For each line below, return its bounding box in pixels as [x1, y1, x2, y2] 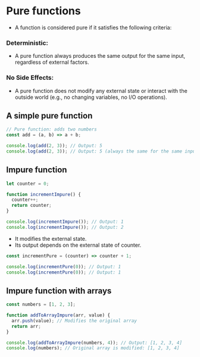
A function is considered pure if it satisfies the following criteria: [14, 24, 172, 31]
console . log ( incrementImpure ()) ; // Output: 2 [6, 224, 124, 230]
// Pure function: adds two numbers [6, 126, 97, 132]
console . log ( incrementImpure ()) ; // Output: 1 [6, 219, 124, 225]
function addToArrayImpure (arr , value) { [6, 312, 111, 318]
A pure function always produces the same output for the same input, [14, 52, 186, 60]
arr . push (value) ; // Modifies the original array [11, 318, 137, 324]
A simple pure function [6, 110, 93, 120]
